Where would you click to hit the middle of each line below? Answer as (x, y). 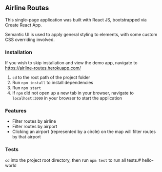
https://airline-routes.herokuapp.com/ (43, 68)
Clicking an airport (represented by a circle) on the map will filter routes (84, 132)
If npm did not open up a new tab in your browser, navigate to (73, 93)
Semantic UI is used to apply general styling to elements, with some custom (81, 34)
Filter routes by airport (35, 127)
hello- (148, 160)
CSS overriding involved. (30, 39)
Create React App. (24, 25)
